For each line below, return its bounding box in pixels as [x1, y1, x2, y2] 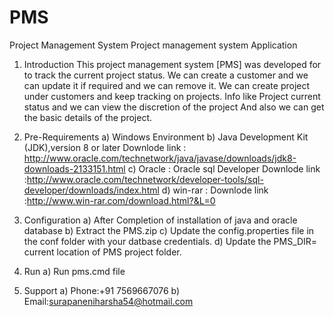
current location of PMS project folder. [23, 246, 182, 258]
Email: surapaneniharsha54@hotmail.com [23, 295, 194, 307]
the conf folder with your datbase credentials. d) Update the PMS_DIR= [23, 235, 318, 247]
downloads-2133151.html [23, 162, 126, 175]
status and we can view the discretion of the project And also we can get [23, 101, 325, 113]
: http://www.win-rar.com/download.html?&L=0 [23, 194, 216, 206]
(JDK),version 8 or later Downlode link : [23, 141, 187, 153]
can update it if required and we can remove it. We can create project [23, 79, 311, 91]
